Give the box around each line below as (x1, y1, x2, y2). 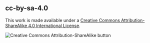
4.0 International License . (28, 22, 81, 28)
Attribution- (120, 17, 145, 23)
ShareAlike (5, 22, 27, 28)
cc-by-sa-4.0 (5, 4, 48, 12)
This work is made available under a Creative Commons (5, 17, 120, 23)
